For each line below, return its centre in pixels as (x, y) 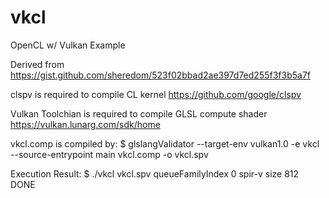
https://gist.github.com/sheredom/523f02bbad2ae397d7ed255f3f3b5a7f (160, 75)
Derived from (37, 64)
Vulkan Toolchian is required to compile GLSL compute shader (139, 113)
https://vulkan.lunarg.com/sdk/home (85, 124)
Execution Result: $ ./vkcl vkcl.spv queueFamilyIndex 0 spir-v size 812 (155, 173)
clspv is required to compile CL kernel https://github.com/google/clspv (156, 94)
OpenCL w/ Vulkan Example (68, 45)
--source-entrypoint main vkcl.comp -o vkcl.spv (109, 154)
